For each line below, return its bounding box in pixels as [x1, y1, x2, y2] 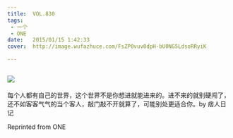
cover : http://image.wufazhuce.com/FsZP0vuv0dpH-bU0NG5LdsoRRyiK [7, 43, 207, 50]
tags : [7, 17, 23, 24]
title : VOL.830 [7, 10, 55, 18]
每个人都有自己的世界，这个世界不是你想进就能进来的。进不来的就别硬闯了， [7, 91, 230, 99]
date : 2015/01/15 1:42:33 [7, 37, 90, 44]
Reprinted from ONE [7, 123, 66, 131]
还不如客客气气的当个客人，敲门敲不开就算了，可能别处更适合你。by [7, 99, 207, 108]
